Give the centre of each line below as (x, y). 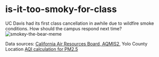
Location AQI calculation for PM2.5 (42, 49)
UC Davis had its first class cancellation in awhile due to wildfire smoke (80, 23)
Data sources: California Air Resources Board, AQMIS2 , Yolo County (76, 43)
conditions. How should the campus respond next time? (63, 28)
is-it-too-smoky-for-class (61, 9)
